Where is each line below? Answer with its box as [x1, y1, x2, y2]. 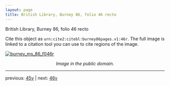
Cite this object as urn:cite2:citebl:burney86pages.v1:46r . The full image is [5, 36, 165, 42]
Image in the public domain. [56, 60, 114, 66]
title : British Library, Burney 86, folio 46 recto [5, 12, 116, 17]
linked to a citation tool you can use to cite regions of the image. [5, 41, 139, 47]
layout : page [5, 7, 33, 13]
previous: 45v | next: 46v [5, 75, 58, 81]
